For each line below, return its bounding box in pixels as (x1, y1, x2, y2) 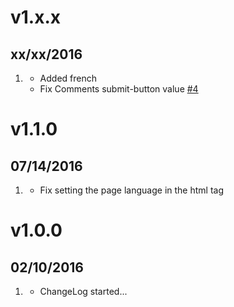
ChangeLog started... (39, 286, 128, 297)
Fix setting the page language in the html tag (39, 184, 224, 196)
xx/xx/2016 (10, 46, 83, 63)
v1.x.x (10, 6, 62, 29)
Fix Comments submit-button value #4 (39, 83, 199, 95)
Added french (39, 72, 97, 84)
